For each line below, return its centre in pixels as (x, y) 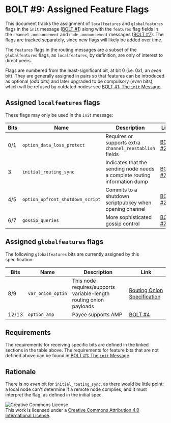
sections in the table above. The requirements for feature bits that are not (82, 350)
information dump (127, 181)
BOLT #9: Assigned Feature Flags (77, 9)
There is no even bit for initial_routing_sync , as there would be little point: (85, 384)
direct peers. (19, 60)
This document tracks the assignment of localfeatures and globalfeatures (84, 23)
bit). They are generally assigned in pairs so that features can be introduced (85, 76)
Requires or (119, 136)
